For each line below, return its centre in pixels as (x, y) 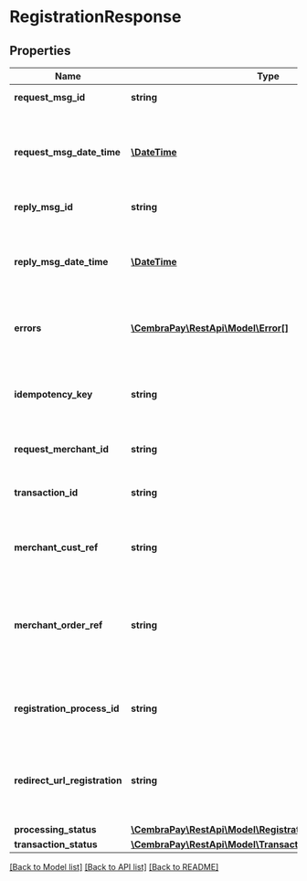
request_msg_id (50, 97)
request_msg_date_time (68, 152)
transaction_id (46, 493)
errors (28, 328)
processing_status (55, 829)
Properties (40, 51)
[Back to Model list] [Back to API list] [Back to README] (114, 867)
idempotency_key (53, 394)
